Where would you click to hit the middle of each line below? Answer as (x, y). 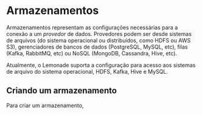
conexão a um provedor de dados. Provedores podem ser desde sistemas (99, 33)
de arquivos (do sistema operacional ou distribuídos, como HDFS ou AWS (99, 40)
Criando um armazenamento (62, 91)
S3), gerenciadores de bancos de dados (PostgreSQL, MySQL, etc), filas (97, 47)
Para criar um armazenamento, (45, 105)
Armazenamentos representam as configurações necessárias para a (92, 27)
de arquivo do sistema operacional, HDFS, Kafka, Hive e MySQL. (87, 71)
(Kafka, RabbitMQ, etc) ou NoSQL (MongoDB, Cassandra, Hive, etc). (92, 53)
